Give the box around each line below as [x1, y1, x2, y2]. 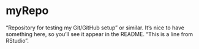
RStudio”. [6, 37, 29, 44]
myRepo [6, 4, 49, 18]
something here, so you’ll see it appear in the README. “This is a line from [6, 30, 193, 37]
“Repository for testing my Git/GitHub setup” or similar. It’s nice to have [6, 24, 185, 31]
